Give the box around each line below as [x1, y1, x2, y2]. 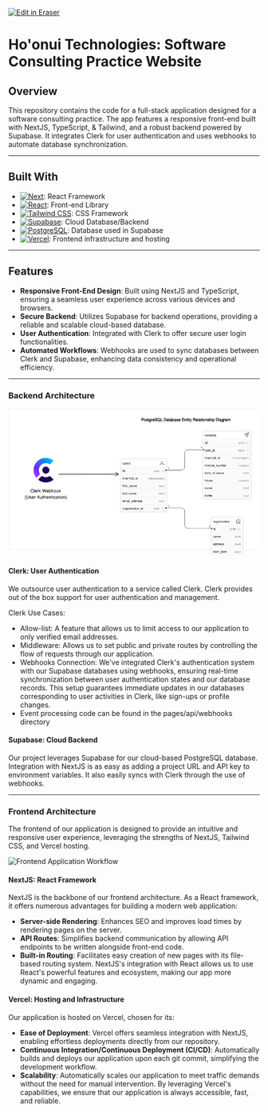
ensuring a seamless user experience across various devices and [19, 294, 235, 304]
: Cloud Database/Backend [61, 217, 149, 226]
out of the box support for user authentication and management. [8, 592, 220, 602]
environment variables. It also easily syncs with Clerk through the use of [8, 770, 246, 779]
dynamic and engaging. [19, 976, 98, 986]
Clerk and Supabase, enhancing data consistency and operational [19, 354, 237, 363]
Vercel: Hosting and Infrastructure [8, 994, 125, 1004]
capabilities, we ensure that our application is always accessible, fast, [19, 1087, 250, 1097]
